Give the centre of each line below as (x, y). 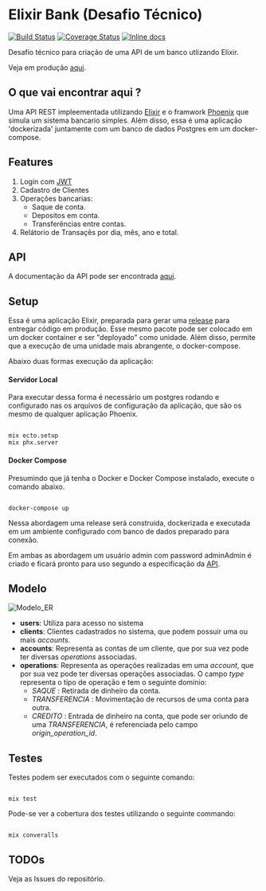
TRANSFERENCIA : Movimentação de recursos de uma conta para (140, 699)
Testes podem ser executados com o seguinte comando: (102, 777)
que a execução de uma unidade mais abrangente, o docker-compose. (125, 346)
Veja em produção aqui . (47, 67)
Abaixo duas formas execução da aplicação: (81, 361)
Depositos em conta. (66, 215)
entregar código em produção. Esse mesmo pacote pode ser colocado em (130, 329)
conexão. (23, 540)
